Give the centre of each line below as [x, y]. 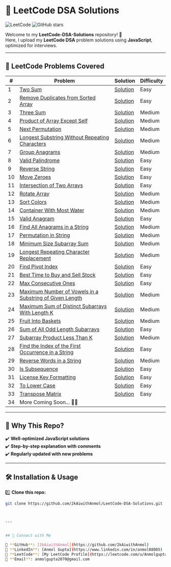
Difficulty [151, 80]
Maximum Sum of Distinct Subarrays [63, 306]
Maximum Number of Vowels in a [59, 291]
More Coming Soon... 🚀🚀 [49, 402]
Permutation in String [45, 235]
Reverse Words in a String [50, 360]
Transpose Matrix [40, 394]
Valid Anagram [37, 219]
